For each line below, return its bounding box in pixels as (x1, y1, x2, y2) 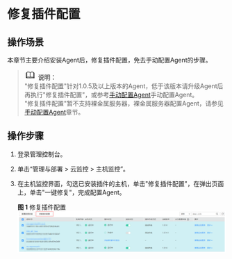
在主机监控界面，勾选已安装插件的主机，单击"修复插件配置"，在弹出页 (17, 179, 218, 187)
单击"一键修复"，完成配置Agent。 (29, 188, 126, 197)
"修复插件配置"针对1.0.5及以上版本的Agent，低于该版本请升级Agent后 (24, 82, 224, 90)
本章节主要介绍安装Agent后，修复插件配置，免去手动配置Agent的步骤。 (7, 56, 212, 64)
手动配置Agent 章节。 (24, 108, 85, 116)
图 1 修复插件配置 (17, 203, 67, 211)
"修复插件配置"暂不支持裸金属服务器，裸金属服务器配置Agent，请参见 (24, 99, 224, 108)
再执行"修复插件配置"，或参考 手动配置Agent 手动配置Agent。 (24, 91, 199, 99)
